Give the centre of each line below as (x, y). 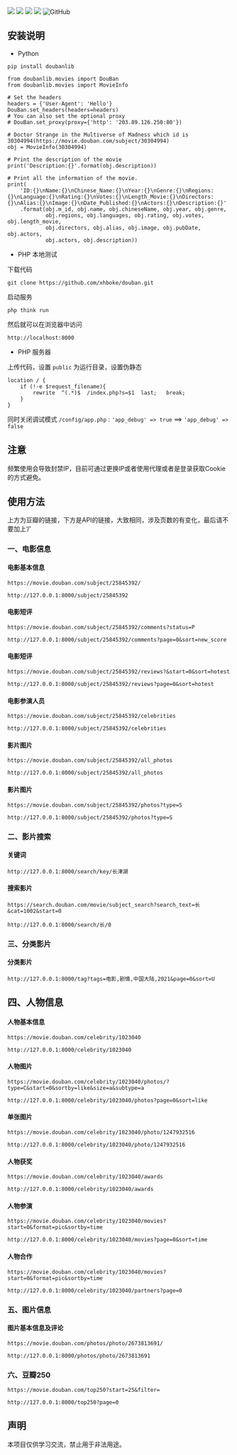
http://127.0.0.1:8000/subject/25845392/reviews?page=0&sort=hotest (111, 684)
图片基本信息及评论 (35, 1328)
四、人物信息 (35, 1003)
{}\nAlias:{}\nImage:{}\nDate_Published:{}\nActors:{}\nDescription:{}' (117, 203)
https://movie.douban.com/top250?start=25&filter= (84, 1390)
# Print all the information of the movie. (73, 178)
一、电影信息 (29, 549)
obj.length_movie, (34, 221)
